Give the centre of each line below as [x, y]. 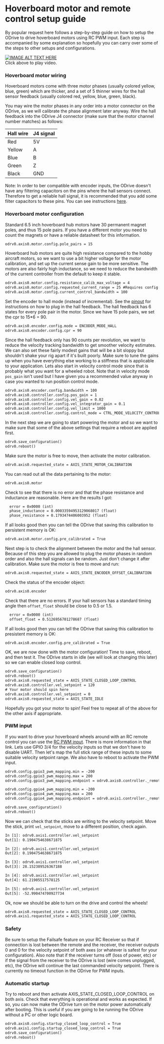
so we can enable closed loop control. [43, 663]
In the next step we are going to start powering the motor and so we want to [82, 422]
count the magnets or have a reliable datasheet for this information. [73, 235]
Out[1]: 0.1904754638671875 [34, 840]
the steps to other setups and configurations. [51, 48]
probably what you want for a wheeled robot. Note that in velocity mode [77, 371]
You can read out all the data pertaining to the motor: [58, 474]
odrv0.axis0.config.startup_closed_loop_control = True [63, 1023]
